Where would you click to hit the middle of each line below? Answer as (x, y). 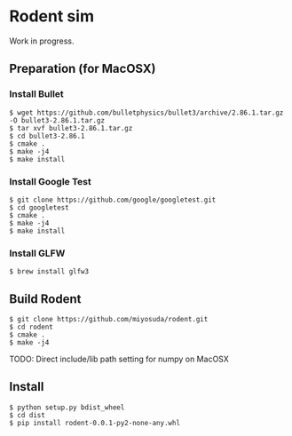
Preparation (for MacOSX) (83, 69)
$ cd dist (28, 415)
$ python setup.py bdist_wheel (67, 407)
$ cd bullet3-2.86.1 (47, 136)
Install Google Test (50, 181)
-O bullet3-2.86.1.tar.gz (57, 120)
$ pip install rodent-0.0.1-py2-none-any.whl (95, 423)
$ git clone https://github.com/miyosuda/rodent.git (109, 320)
